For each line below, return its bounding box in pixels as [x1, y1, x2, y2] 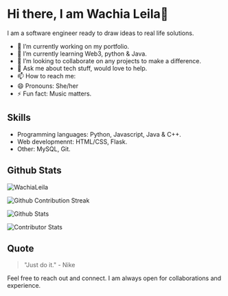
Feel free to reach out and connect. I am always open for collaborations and [7, 274, 222, 282]
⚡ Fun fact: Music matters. [16, 89, 92, 98]
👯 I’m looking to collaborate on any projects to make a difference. [16, 56, 201, 65]
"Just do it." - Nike [23, 261, 76, 269]
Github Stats [7, 165, 62, 177]
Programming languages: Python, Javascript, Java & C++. [16, 130, 182, 138]
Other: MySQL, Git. [16, 144, 71, 153]
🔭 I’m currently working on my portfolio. [16, 42, 129, 50]
